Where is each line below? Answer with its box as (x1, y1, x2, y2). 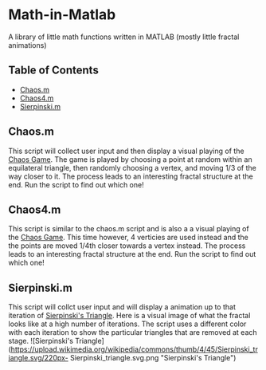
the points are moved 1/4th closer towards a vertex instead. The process (8, 241, 246, 250)
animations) (8, 40, 47, 49)
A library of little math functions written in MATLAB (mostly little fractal (8, 32, 240, 41)
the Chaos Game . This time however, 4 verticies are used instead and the (8, 233, 249, 242)
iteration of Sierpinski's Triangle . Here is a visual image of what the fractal (8, 311, 251, 321)
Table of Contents (8, 64, 100, 77)
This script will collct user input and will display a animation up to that (8, 302, 237, 312)
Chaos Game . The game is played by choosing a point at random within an (8, 154, 252, 164)
